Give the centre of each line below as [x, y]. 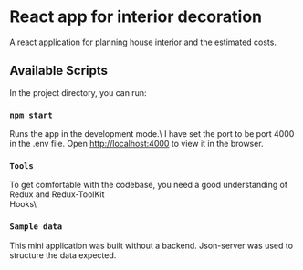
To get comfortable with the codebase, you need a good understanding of [149, 185]
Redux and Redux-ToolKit [57, 194]
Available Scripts [58, 71]
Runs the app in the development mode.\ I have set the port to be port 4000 [152, 134]
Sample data [36, 227]
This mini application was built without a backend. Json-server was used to [151, 245]
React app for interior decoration [136, 17]
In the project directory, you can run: [78, 92]
